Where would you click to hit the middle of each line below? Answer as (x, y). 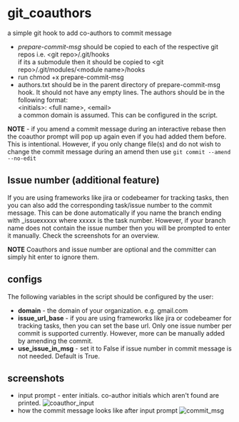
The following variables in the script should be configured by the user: (111, 296)
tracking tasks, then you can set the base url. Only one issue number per (124, 326)
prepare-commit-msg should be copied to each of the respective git (118, 46)
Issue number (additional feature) (83, 180)
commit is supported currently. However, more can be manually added (121, 333)
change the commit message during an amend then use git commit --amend (119, 151)
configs (25, 280)
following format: (42, 100)
